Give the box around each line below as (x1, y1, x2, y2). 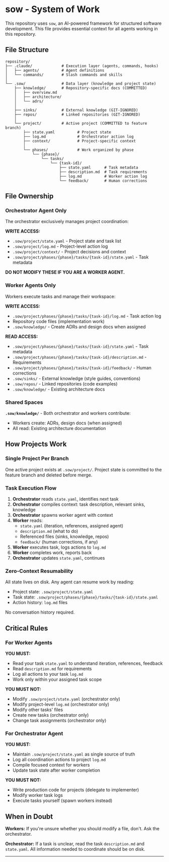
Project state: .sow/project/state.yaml (12, 589, 94, 595)
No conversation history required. (5, 609, 75, 615)
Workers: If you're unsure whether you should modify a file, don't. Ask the (5, 826, 160, 832)
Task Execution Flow (5, 484, 57, 492)
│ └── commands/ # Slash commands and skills (5, 72, 123, 77)
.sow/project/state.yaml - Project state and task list (12, 238, 122, 244)
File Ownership (5, 192, 54, 200)
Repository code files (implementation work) (12, 318, 105, 324)
